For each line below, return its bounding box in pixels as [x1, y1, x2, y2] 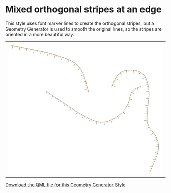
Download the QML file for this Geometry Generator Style [5, 182, 126, 188]
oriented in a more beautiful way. [5, 31, 75, 37]
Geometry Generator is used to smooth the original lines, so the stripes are [5, 25, 162, 32]
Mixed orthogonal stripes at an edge [5, 4, 162, 15]
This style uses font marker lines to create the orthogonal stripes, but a [5, 20, 154, 26]
